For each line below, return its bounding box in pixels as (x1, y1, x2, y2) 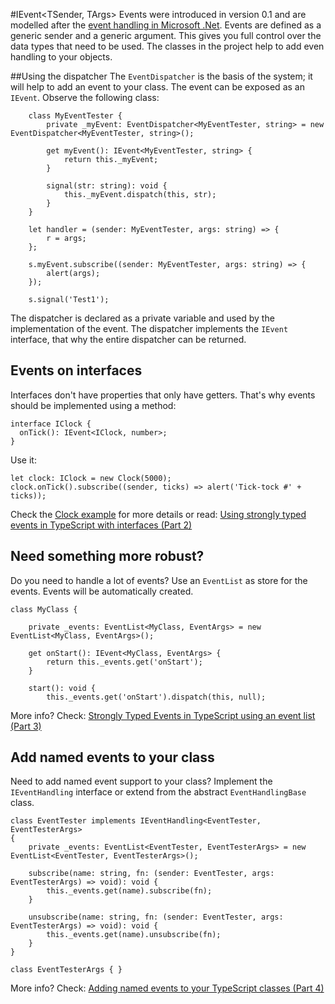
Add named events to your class (10, 749, 215, 766)
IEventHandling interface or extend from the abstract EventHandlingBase (10, 786, 307, 798)
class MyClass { (10, 604, 78, 614)
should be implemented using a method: (10, 399, 177, 411)
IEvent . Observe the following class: (10, 92, 160, 103)
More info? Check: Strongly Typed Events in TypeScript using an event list (10, 709, 316, 721)
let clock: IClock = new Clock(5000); (10, 473, 172, 483)
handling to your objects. (10, 51, 113, 63)
